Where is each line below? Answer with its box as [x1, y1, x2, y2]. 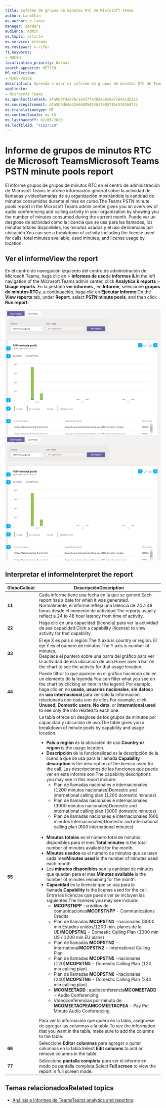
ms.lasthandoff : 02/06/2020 [5, 118, 63, 123]
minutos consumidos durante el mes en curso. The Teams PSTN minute [5, 198, 150, 204]
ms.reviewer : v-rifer [5, 45, 50, 50]
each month [46, 861, 71, 867]
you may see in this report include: [46, 777, 117, 783]
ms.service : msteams [5, 40, 48, 45]
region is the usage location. [46, 745, 105, 751]
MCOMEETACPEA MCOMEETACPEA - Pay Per [53, 1003, 149, 1009]
